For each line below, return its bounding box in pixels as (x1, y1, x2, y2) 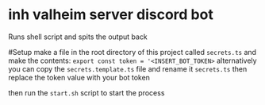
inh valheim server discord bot (8, 6, 214, 24)
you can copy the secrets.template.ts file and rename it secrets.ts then (8, 64, 248, 73)
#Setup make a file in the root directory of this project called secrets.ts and (8, 47, 256, 56)
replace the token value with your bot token (8, 72, 151, 82)
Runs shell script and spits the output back (8, 32, 148, 41)
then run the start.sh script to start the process (8, 87, 165, 97)
